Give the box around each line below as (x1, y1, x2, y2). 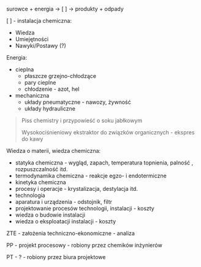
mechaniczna (15, 92, 50, 99)
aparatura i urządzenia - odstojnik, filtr (15, 198, 112, 205)
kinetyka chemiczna (15, 179, 66, 186)
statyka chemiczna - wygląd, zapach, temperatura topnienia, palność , (15, 159, 194, 166)
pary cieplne (24, 79, 56, 86)
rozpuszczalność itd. (15, 166, 68, 172)
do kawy (21, 135, 44, 142)
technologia (15, 192, 45, 199)
